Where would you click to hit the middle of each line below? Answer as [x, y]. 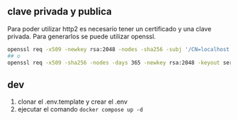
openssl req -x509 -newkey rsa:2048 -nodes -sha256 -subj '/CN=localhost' [120, 49]
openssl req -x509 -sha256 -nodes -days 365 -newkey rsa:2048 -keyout [114, 62]
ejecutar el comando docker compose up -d [80, 109]
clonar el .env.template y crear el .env [73, 102]
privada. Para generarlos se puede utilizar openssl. [81, 36]
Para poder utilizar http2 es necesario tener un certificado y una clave [109, 28]
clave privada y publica [59, 12]
